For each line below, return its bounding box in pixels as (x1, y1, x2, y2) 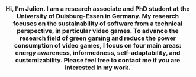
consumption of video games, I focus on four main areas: (14, 41, 182, 49)
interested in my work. (65, 63, 131, 72)
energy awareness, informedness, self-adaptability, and (15, 49, 181, 57)
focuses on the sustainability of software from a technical (12, 19, 183, 28)
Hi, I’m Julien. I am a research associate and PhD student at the (5, 5, 190, 13)
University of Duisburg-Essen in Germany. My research (16, 12, 179, 20)
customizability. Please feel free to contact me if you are (15, 56, 181, 64)
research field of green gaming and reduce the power (20, 34, 176, 42)
